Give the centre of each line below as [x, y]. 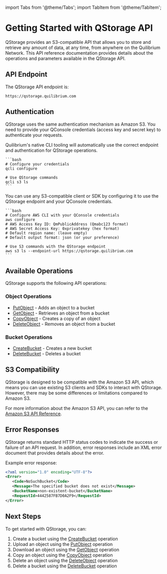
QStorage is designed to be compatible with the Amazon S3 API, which [80, 382]
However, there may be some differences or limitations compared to [77, 393]
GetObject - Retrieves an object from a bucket [61, 313]
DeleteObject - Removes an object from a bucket [64, 324]
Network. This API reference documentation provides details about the [79, 53]
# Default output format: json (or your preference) [62, 237]
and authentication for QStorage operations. [51, 150]
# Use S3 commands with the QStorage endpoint [55, 246]
